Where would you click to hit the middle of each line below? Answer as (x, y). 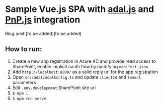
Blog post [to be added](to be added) (43, 33)
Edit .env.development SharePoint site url (54, 88)
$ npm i (20, 93)
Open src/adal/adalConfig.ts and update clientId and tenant (77, 77)
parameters (24, 82)
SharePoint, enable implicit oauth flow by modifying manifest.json (80, 66)
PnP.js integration (43, 20)
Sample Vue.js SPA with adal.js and (80, 9)
